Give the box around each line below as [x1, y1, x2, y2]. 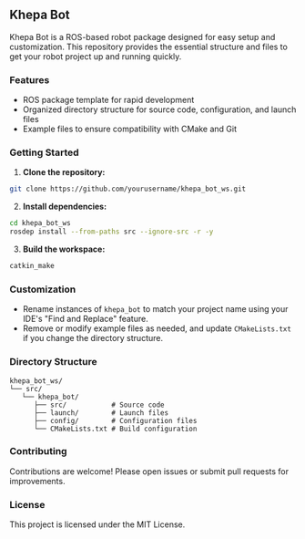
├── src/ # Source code [33, 400, 166, 409]
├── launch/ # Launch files [33, 408, 169, 418]
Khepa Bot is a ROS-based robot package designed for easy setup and [9, 31, 276, 42]
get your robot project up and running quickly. [9, 50, 182, 62]
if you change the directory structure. [22, 333, 164, 344]
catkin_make [9, 262, 55, 271]
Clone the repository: [22, 167, 106, 178]
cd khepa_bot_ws [9, 219, 71, 228]
